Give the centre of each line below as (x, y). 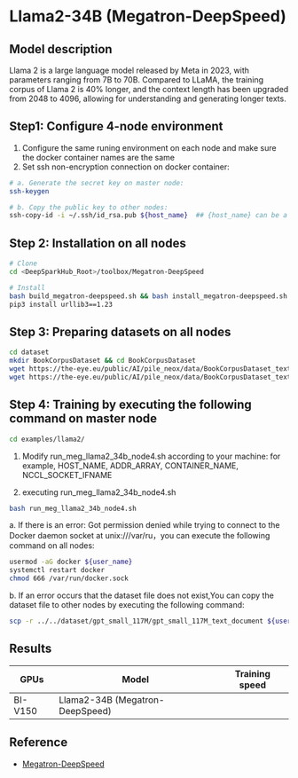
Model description (61, 49)
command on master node (83, 419)
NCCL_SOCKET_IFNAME (67, 475)
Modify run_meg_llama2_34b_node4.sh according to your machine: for (151, 456)
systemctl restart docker (57, 570)
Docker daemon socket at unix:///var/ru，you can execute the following (140, 536)
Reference (39, 743)
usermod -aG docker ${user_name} (71, 562)
